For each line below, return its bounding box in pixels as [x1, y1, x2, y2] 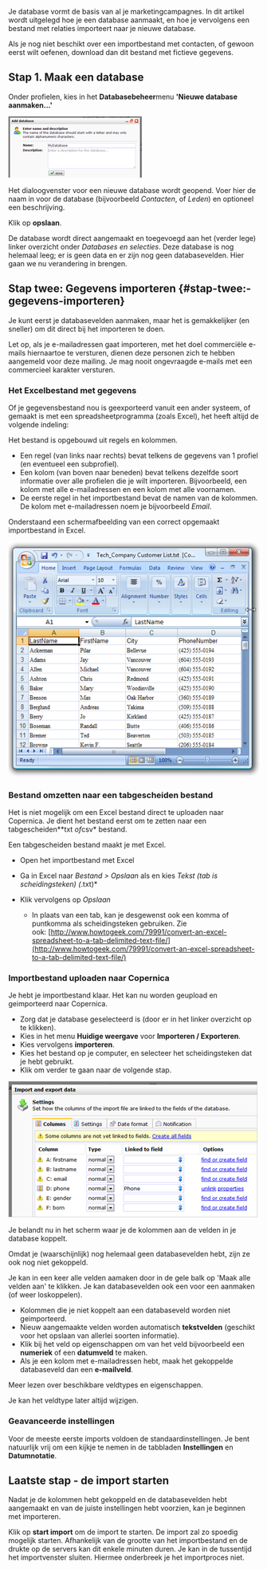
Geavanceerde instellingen [8, 1415, 116, 1426]
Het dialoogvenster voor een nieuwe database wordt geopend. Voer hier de [8, 185, 257, 195]
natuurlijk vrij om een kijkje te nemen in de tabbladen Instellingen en [8, 1442, 234, 1452]
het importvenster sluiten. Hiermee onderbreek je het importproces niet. [8, 1552, 245, 1562]
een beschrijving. [8, 203, 65, 212]
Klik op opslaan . [8, 218, 62, 227]
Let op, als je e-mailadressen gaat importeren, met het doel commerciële [8, 339, 247, 349]
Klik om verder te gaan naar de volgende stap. [19, 1065, 172, 1075]
